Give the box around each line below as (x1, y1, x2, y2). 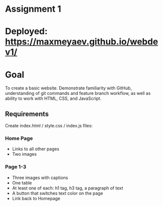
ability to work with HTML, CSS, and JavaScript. (5, 95, 102, 101)
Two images (12, 151, 37, 157)
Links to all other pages (12, 146, 60, 152)
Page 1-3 (5, 163, 27, 170)
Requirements (5, 110, 49, 118)
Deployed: (5, 26, 48, 37)
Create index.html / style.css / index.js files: (5, 123, 93, 129)
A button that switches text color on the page (12, 190, 103, 196)
